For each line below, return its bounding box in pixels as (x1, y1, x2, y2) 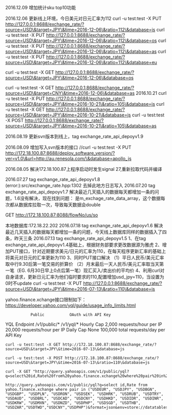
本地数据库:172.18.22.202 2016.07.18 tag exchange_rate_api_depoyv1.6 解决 (5, 223, 163, 228)
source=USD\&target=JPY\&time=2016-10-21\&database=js (5, 112, 131, 118)
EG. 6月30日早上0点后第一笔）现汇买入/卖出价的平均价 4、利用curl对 (18, 267, 165, 273)
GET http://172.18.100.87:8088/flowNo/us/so (5, 212, 98, 218)
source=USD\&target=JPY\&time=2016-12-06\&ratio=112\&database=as (5, 48, 157, 54)
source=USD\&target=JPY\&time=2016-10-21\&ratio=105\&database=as (5, 123, 157, 129)
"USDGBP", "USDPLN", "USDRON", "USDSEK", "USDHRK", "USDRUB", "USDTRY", (5, 391, 164, 397)
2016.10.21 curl (135, 90, 167, 96)
